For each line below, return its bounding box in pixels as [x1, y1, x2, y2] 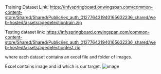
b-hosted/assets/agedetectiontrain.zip [5, 19, 82, 25]
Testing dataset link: [5, 29, 46, 35]
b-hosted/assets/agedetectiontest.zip [5, 45, 81, 50]
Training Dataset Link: [5, 4, 49, 10]
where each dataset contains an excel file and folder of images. [5, 54, 132, 60]
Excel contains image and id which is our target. [5, 63, 101, 69]
